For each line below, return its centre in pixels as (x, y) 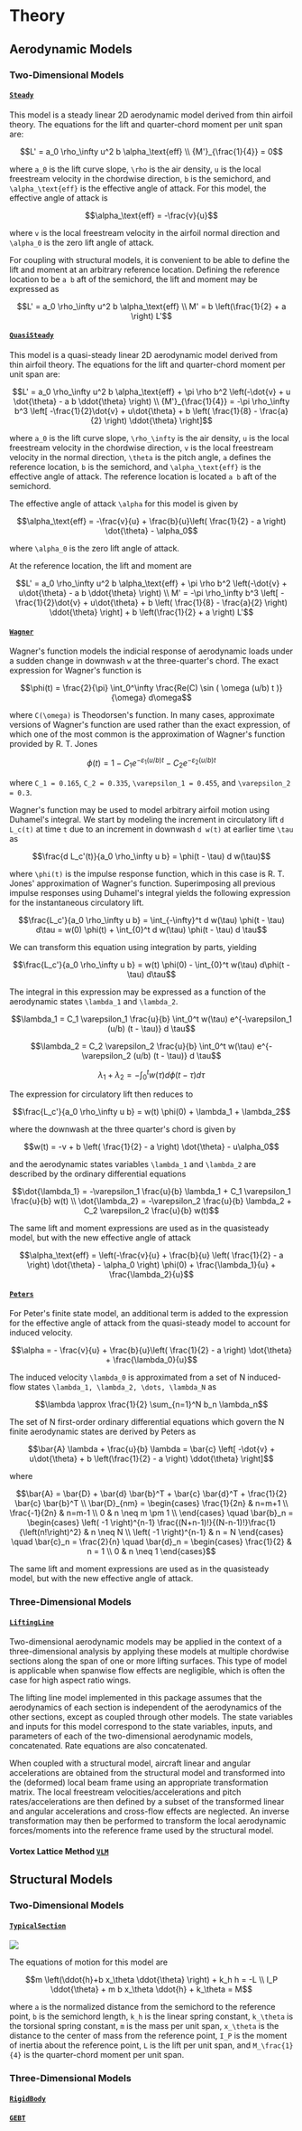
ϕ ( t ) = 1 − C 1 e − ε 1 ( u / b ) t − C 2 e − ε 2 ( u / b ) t (151, 763)
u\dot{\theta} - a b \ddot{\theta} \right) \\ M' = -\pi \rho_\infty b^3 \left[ (149, 592)
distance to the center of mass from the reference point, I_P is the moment (148, 2036)
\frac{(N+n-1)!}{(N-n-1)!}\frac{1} (217, 1523)
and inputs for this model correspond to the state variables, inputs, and (141, 1727)
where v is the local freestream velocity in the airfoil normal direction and (145, 232)
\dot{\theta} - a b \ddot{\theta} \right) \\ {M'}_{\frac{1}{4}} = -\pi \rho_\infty (151, 401)
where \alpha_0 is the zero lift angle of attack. (95, 548)
